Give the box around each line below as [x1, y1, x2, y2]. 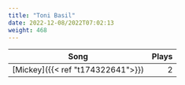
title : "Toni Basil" [8, 11, 76, 20]
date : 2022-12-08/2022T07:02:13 [8, 19, 114, 27]
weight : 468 [8, 26, 47, 34]
